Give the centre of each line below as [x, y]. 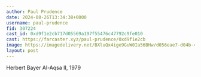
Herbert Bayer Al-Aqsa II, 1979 [44, 67]
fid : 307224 [21, 28]
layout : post [22, 51]
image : [14, 45]
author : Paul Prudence [34, 12]
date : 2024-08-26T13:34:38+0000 [46, 17]
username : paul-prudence [37, 23]
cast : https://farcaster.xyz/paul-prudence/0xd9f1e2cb [76, 39]
